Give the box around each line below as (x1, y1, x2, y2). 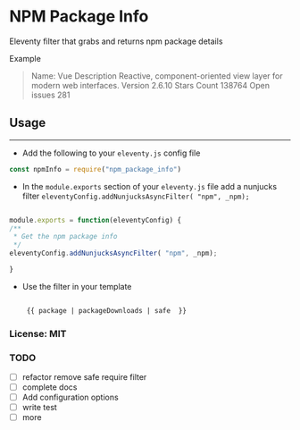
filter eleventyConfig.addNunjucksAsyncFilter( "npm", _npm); (21, 190, 250, 201)
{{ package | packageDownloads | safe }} (26, 306, 187, 315)
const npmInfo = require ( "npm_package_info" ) (9, 164, 181, 173)
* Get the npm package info (12, 232, 118, 241)
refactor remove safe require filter (21, 371, 147, 382)
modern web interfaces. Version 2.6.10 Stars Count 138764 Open (30, 80, 271, 90)
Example (9, 53, 42, 63)
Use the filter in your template (21, 281, 132, 291)
